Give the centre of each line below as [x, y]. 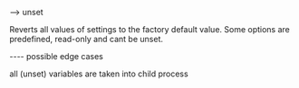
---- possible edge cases [57, 56]
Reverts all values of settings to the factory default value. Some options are [149, 29]
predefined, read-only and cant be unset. [87, 39]
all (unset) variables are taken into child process [99, 74]
